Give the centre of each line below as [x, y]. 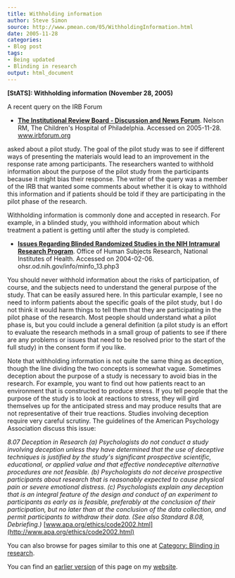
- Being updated [31, 60]
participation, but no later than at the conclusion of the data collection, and [117, 509]
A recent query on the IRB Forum [55, 106]
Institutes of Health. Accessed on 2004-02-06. [85, 259]
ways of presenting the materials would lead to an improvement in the [108, 156]
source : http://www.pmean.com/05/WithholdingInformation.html [100, 27]
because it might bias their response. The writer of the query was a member [118, 179]
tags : [15, 54]
